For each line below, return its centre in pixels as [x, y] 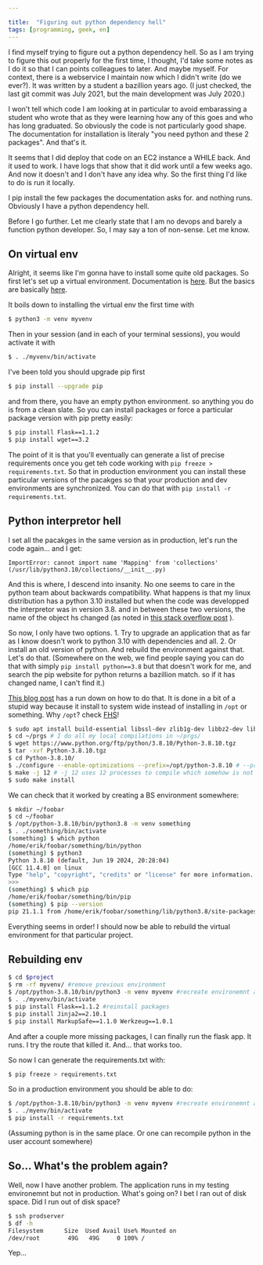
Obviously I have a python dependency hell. [79, 206]
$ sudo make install [42, 780]
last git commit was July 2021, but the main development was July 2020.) [126, 93]
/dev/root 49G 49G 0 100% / [77, 1238]
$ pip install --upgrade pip [56, 386]
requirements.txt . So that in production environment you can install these [127, 471]
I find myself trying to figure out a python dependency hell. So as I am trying [131, 52]
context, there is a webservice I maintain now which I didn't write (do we [125, 77]
